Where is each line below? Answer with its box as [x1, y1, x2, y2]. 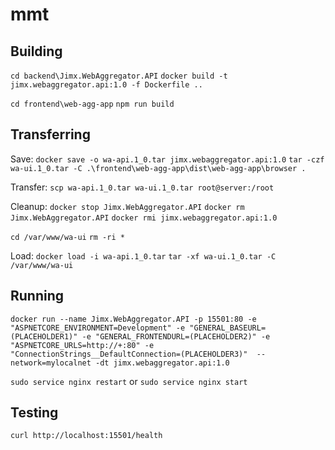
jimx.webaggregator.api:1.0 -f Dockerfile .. [10, 80, 203, 90]
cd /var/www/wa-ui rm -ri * [10, 232, 125, 242]
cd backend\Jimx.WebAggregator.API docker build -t [10, 71, 228, 81]
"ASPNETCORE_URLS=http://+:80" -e [10, 340, 155, 350]
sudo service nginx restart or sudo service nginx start [10, 375, 248, 387]
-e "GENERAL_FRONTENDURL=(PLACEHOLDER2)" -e [81, 331, 271, 342]
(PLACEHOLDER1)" [10, 331, 78, 342]
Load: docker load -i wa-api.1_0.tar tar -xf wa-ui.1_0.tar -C [10, 249, 277, 262]
